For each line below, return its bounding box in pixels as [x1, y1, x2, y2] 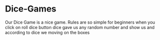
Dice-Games [5, 3, 57, 14]
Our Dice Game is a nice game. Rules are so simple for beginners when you [5, 19, 156, 25]
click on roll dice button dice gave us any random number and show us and [5, 24, 155, 30]
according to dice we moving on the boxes [5, 29, 90, 35]
